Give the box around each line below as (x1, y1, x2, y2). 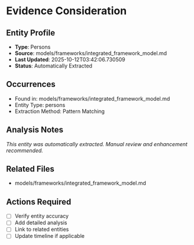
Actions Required (6, 196, 72, 207)
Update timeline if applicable (14, 233, 85, 240)
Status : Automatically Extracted (14, 62, 93, 69)
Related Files (6, 164, 55, 174)
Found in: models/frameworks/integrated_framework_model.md (14, 95, 170, 102)
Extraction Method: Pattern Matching (14, 108, 105, 115)
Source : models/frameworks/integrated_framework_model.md (14, 50, 167, 57)
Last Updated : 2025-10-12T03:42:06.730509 (14, 56, 125, 63)
